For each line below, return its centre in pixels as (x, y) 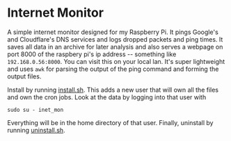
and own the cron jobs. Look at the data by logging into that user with (107, 97)
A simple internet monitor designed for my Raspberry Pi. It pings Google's (113, 32)
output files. (24, 76)
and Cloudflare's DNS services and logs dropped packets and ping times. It (115, 39)
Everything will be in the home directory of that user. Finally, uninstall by (110, 122)
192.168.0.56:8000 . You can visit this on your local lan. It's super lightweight (116, 61)
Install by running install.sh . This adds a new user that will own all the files (113, 90)
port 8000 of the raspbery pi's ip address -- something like (92, 54)
